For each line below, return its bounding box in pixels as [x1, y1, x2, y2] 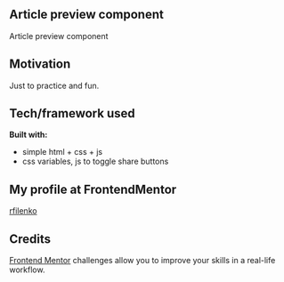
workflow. [9, 264, 45, 275]
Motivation [9, 57, 71, 72]
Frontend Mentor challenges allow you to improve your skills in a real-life [9, 255, 276, 266]
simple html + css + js [21, 147, 103, 157]
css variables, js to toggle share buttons [21, 156, 169, 167]
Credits [9, 231, 52, 246]
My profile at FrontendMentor [9, 181, 177, 197]
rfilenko [9, 205, 37, 216]
